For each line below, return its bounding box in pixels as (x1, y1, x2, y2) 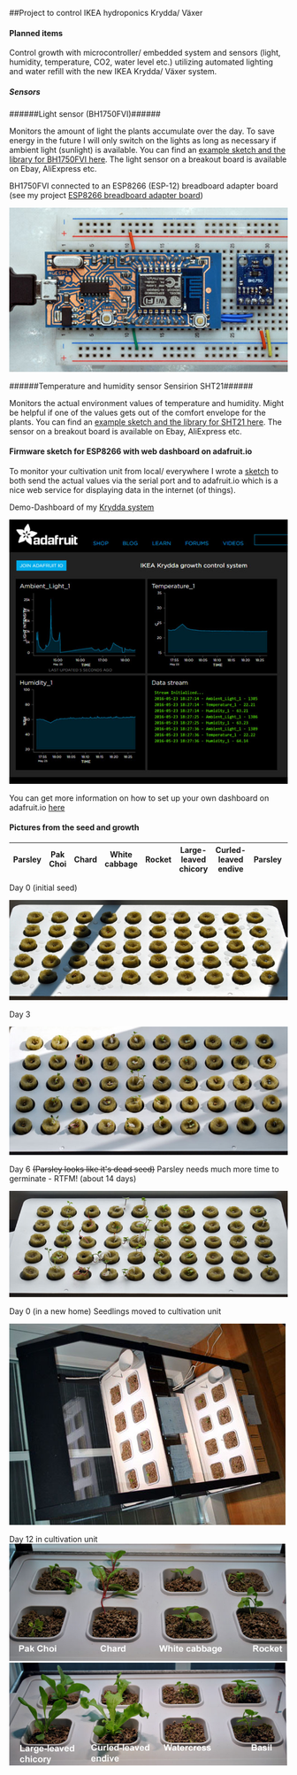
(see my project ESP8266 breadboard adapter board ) (9, 190, 203, 201)
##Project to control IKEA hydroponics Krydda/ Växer (9, 8, 203, 18)
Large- (179, 844, 208, 855)
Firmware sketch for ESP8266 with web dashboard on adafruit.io (9, 446, 253, 457)
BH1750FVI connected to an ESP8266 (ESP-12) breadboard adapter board (9, 181, 278, 191)
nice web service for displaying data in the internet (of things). (9, 484, 236, 495)
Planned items (9, 27, 64, 38)
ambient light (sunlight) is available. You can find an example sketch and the (9, 145, 286, 156)
